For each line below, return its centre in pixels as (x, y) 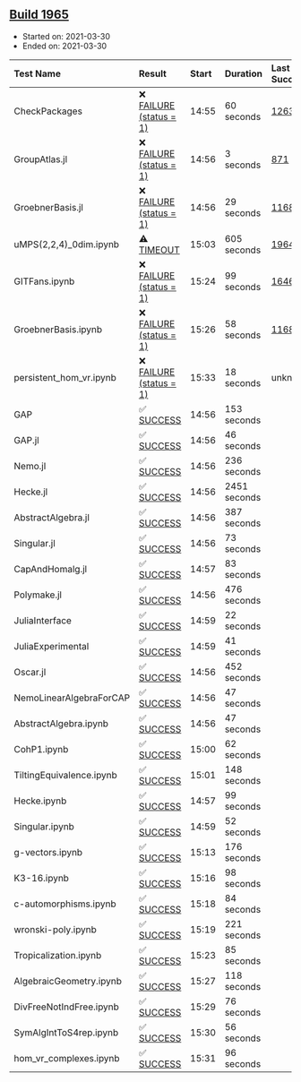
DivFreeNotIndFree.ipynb (66, 1007)
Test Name (37, 73)
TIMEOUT (159, 250)
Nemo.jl (30, 466)
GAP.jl (26, 440)
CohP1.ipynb (41, 749)
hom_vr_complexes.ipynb (67, 1058)
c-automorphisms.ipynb (65, 904)
